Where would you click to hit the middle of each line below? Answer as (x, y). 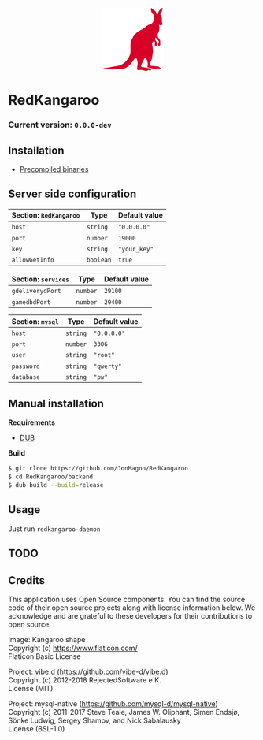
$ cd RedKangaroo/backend (50, 477)
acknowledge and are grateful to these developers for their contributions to (130, 615)
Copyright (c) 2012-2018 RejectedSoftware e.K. (85, 680)
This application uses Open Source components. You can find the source (127, 599)
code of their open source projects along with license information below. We (132, 608)
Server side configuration (72, 194)
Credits (27, 580)
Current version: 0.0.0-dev (60, 125)
